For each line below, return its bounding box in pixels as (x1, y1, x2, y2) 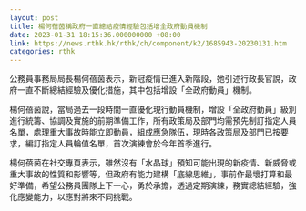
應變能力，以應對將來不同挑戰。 (16, 192, 138, 203)
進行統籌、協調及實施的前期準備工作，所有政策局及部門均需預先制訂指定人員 (9, 116, 297, 126)
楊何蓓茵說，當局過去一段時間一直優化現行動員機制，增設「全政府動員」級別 (9, 104, 297, 115)
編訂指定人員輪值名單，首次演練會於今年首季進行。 (25, 138, 217, 149)
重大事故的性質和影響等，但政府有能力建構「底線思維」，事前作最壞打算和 (9, 169, 285, 180)
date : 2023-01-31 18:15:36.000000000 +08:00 (9, 30, 181, 39)
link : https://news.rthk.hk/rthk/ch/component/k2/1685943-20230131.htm (9, 38, 287, 48)
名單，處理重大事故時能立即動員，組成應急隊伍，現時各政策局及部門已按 (9, 126, 280, 137)
